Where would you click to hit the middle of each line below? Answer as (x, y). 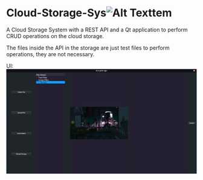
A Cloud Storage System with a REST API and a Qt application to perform (97, 30)
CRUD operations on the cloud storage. (55, 36)
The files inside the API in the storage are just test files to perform (88, 48)
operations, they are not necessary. (50, 54)
